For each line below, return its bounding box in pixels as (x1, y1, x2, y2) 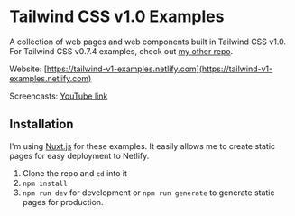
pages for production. (22, 196, 104, 207)
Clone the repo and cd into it (22, 167, 128, 178)
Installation (9, 117, 74, 132)
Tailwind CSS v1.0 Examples (9, 6, 225, 27)
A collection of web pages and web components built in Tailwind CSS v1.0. (9, 36, 287, 47)
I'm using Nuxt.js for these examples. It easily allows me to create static (9, 140, 276, 151)
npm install (22, 179, 68, 188)
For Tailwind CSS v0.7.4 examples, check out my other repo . (9, 45, 234, 56)
